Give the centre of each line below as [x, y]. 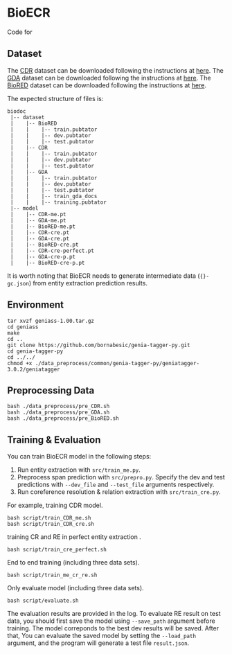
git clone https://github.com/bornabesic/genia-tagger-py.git [99, 345]
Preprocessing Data [51, 390]
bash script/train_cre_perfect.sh [57, 550]
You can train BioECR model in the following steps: [79, 457]
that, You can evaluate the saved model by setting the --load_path [101, 636]
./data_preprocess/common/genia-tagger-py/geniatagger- [117, 363]
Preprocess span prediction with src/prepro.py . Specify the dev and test [121, 477]
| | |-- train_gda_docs [54, 196]
